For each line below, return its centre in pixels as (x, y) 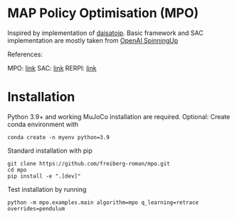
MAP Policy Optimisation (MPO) (103, 13)
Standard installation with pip (50, 151)
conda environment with (43, 124)
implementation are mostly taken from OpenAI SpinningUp (93, 40)
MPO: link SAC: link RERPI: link (52, 68)
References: (25, 54)
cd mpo (17, 170)
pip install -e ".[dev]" (44, 176)
